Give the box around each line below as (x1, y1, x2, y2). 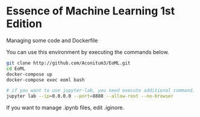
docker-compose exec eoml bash (6, 77, 85, 83)
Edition (6, 17, 42, 31)
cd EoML (6, 65, 26, 71)
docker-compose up (6, 71, 52, 77)
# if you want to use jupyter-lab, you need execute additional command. (6, 88, 196, 94)
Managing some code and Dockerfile (6, 37, 98, 44)
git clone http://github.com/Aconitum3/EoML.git (6, 60, 131, 66)
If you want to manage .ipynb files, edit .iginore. (6, 104, 125, 112)
